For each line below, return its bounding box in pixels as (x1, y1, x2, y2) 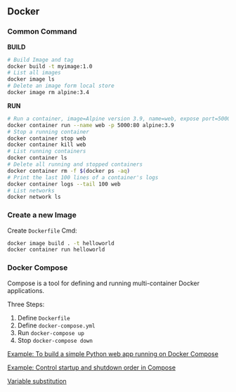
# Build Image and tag (7, 56, 74, 63)
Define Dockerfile (17, 313, 70, 322)
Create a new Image (7, 210, 77, 220)
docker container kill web (7, 141, 86, 148)
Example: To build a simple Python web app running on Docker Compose (7, 349, 219, 358)
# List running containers (7, 148, 86, 155)
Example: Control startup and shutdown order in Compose (7, 363, 176, 372)
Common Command (7, 27, 77, 37)
